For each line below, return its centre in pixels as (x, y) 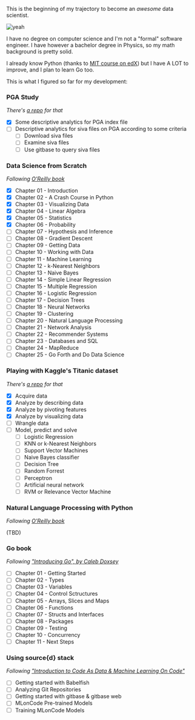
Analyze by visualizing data (49, 416)
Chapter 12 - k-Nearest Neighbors (57, 265)
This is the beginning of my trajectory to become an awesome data (90, 9)
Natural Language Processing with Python (70, 507)
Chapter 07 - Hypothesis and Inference (64, 232)
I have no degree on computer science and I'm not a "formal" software (94, 38)
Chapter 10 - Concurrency (48, 635)
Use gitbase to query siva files (62, 149)
